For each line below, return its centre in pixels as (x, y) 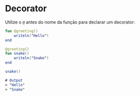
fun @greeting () (21, 31)
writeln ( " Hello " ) (31, 36)
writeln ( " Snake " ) (31, 58)
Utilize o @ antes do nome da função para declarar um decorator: (70, 22)
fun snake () (17, 54)
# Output (14, 80)
